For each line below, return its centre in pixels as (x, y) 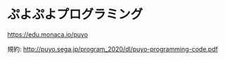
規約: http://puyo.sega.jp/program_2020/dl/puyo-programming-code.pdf (112, 49)
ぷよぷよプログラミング (75, 14)
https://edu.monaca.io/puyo (48, 34)
